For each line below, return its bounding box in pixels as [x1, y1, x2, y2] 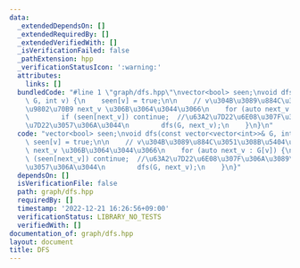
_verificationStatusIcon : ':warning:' [17, 63, 162, 72]
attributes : [17, 71, 62, 80]
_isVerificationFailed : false [17, 46, 129, 55]
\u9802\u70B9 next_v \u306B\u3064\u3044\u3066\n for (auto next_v [25, 105, 290, 113]
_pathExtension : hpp [17, 54, 94, 63]
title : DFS [9, 246, 50, 255]
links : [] [25, 80, 62, 88]
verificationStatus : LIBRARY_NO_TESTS [17, 212, 162, 222]
